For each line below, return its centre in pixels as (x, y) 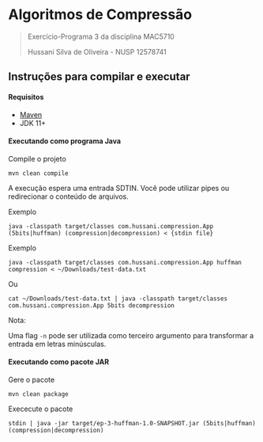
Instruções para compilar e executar (100, 77)
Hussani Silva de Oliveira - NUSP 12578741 (97, 51)
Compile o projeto (38, 158)
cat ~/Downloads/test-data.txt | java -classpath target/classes (118, 299)
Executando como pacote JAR (59, 362)
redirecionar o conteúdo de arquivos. (68, 196)
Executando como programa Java (64, 141)
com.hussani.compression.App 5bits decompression (92, 305)
